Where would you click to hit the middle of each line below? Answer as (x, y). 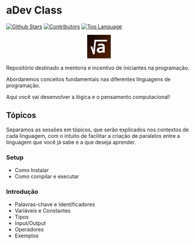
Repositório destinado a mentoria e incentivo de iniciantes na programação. (98, 68)
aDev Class (34, 10)
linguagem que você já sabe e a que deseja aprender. (71, 142)
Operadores (29, 230)
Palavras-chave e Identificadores (55, 204)
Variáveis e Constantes (42, 211)
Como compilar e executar (47, 177)
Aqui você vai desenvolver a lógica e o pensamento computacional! (88, 97)
